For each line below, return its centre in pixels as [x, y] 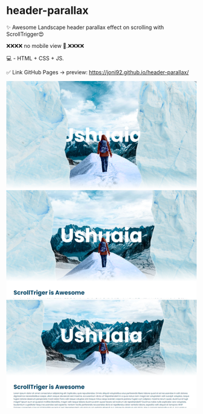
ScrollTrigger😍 [25, 34]
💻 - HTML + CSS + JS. [35, 58]
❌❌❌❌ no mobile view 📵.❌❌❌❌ [45, 45]
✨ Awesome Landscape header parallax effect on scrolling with [85, 27]
